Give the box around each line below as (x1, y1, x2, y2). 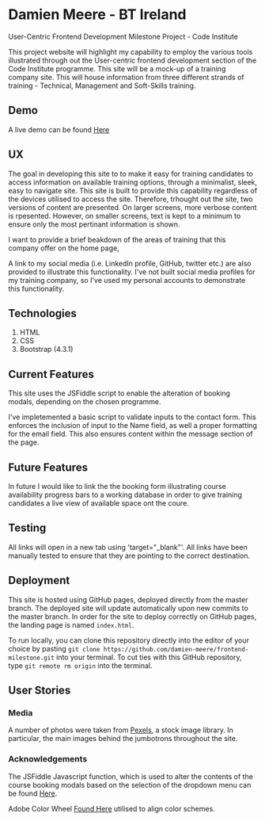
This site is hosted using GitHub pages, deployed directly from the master (8, 594, 248, 604)
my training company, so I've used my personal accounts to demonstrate (8, 275, 246, 284)
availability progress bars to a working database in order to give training (8, 490, 243, 499)
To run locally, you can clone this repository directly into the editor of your (8, 636, 249, 645)
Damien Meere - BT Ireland (8, 6, 187, 24)
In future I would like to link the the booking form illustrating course (8, 482, 227, 491)
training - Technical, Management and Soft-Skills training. (8, 81, 196, 90)
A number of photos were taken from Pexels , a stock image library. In (8, 725, 233, 735)
